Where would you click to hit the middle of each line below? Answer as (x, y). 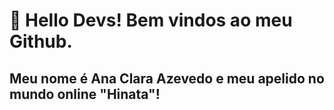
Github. (41, 41)
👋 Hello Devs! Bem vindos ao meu (151, 20)
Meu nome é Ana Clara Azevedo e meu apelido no (167, 78)
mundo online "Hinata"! (85, 94)
